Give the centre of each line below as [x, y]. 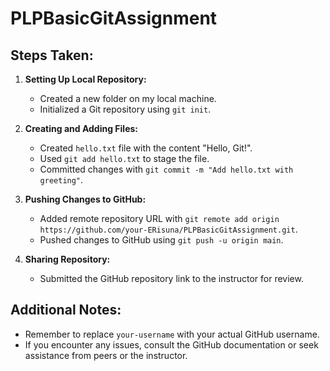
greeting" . [61, 180]
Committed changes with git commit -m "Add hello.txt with [166, 169]
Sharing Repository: [67, 259]
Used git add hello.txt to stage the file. [124, 158]
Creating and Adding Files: [81, 128]
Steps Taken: [52, 55]
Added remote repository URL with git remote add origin [159, 218]
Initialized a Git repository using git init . [125, 109]
